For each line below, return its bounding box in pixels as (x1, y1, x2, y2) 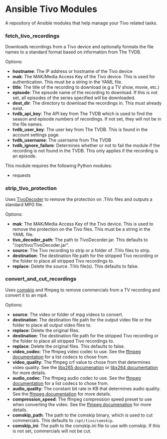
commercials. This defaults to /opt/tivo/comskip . (12, 417, 114, 423)
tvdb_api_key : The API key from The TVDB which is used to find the (12, 111, 153, 117)
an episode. (12, 153, 37, 159)
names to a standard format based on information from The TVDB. (5, 49, 142, 55)
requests (12, 172, 31, 178)
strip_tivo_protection (5, 185, 57, 192)
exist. (12, 106, 24, 112)
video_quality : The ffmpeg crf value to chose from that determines (12, 359, 151, 365)
